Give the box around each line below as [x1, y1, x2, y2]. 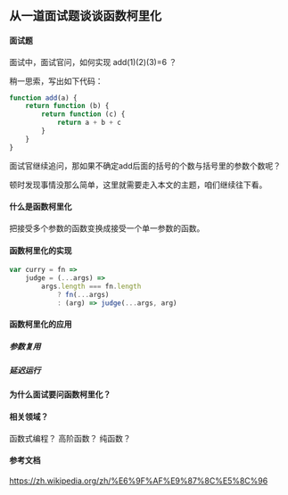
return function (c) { [41, 110, 126, 119]
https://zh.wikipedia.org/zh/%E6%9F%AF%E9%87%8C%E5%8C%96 [9, 475, 268, 486]
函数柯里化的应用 [9, 319, 72, 330]
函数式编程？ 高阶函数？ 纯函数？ [9, 433, 131, 443]
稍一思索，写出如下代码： [9, 75, 103, 87]
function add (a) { [9, 93, 78, 103]
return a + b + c [56, 119, 122, 128]
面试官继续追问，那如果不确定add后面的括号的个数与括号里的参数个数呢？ [9, 160, 282, 171]
